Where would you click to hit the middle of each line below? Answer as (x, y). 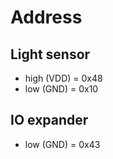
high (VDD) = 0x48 (63, 78)
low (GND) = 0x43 (62, 144)
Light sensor (50, 54)
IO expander (49, 120)
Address (46, 17)
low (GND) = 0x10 (61, 89)
